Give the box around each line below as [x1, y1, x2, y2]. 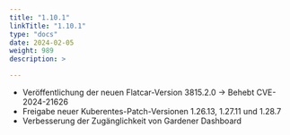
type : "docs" [9, 30, 58, 38]
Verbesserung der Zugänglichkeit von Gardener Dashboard [22, 115, 242, 126]
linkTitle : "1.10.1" [9, 21, 87, 30]
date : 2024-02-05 [9, 38, 75, 47]
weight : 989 [9, 46, 54, 55]
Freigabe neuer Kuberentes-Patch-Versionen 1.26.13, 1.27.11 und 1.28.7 [22, 106, 282, 116]
